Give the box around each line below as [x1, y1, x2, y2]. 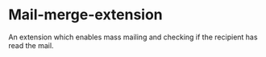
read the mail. [8, 40, 54, 50]
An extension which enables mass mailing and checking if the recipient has [8, 32, 258, 42]
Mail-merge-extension [8, 6, 163, 24]
